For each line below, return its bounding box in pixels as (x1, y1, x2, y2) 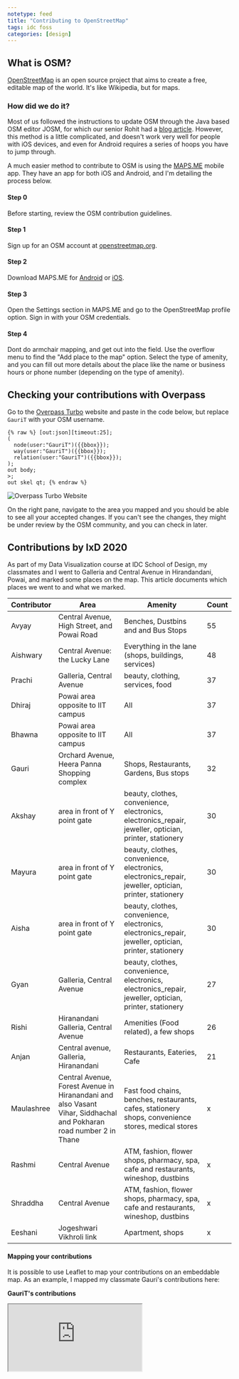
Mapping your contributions (7, 1252, 92, 1261)
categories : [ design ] (7, 30, 72, 38)
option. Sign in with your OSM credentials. (7, 313, 131, 322)
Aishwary (11, 650, 43, 660)
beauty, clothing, (124, 671, 180, 680)
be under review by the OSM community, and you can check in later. (7, 520, 208, 529)
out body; (7, 467, 37, 474)
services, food (124, 680, 172, 689)
